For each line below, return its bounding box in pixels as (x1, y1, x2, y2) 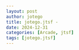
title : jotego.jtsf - (6, 19, 59, 25)
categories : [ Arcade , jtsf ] (6, 30, 74, 36)
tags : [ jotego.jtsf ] (6, 35, 56, 41)
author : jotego (6, 14, 43, 20)
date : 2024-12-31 (6, 24, 48, 30)
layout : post (6, 8, 38, 14)
